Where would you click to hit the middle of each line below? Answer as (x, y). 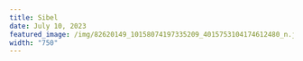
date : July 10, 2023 (48, 26)
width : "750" (34, 43)
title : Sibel (34, 17)
